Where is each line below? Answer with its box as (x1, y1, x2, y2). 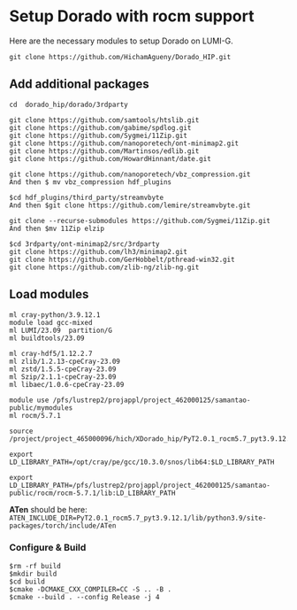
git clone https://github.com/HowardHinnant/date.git (9, 154, 212, 163)
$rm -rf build (9, 561, 62, 570)
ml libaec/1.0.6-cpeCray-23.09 (9, 380, 125, 389)
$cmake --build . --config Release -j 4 (9, 592, 161, 601)
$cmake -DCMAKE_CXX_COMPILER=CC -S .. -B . (9, 584, 172, 594)
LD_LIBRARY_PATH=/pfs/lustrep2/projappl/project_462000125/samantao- (9, 481, 271, 490)
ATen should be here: (9, 504, 88, 514)
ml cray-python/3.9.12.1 (9, 310, 101, 320)
